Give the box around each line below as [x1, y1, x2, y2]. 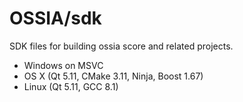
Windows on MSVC [23, 59, 104, 71]
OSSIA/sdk [9, 7, 102, 30]
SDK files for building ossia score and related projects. [9, 40, 234, 52]
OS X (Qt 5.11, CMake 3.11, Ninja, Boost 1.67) [23, 70, 204, 82]
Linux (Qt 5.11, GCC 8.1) [23, 80, 119, 92]
